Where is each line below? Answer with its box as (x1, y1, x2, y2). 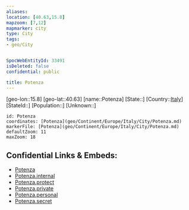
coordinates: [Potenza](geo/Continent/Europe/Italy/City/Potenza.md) (6, 119, 182, 125)
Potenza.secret (14, 198, 52, 205)
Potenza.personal (14, 191, 58, 199)
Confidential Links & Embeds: (6, 150, 118, 160)
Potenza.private (14, 185, 54, 192)
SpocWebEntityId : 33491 (6, 58, 65, 63)
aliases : (6, 8, 28, 15)
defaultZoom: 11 (6, 129, 46, 135)
